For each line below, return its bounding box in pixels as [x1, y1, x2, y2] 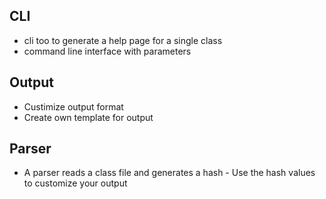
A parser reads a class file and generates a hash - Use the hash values [23, 167, 316, 179]
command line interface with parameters [23, 45, 192, 57]
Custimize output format [23, 100, 124, 113]
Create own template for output [23, 111, 154, 123]
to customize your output [23, 177, 128, 189]
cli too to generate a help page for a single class [23, 34, 223, 46]
